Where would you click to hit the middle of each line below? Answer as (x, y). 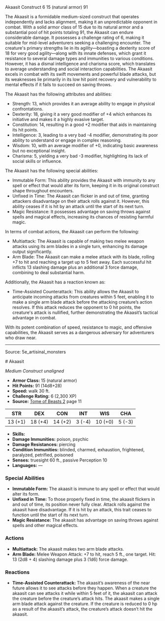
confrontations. (27, 109)
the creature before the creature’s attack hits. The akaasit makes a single (86, 598)
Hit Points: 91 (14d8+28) (37, 386)
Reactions (17, 572)
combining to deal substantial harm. (48, 272)
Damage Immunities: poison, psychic (50, 439)
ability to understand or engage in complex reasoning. (67, 140)
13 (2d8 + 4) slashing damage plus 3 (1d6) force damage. (70, 559)
